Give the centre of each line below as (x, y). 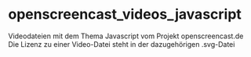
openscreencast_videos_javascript (125, 14)
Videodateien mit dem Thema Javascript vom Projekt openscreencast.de (126, 36)
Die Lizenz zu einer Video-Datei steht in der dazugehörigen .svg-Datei (122, 44)
